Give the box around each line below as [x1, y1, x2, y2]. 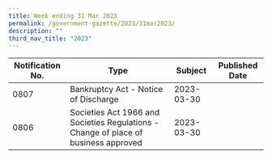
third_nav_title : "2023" [8, 34, 92, 43]
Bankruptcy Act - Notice [70, 84, 164, 95]
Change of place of [70, 127, 143, 138]
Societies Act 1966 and [70, 107, 160, 118]
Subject [176, 65, 207, 77]
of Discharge [70, 94, 119, 105]
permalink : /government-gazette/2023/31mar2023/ [8, 19, 176, 27]
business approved [70, 137, 143, 149]
